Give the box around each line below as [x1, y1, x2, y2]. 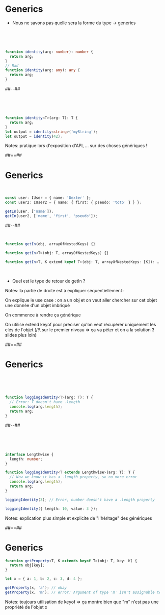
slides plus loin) [5, 332, 37, 338]
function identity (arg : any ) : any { [5, 68, 80, 73]
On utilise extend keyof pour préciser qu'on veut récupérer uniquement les [5, 321, 156, 327]
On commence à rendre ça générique [5, 312, 81, 318]
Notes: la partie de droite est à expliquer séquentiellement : [5, 287, 125, 293]
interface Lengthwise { [5, 452, 54, 457]
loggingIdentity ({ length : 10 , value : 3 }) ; [5, 506, 98, 511]
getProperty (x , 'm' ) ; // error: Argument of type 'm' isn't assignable [5, 590, 155, 595]
